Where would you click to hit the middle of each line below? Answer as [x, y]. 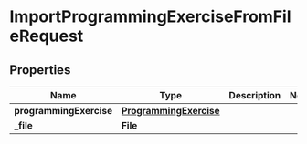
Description [255, 95]
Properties [40, 70]
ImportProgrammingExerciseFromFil [150, 17]
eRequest [47, 36]
